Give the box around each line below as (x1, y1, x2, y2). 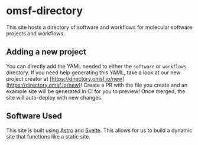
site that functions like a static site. (6, 133, 90, 140)
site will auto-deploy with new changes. (6, 94, 103, 101)
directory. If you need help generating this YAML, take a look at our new (6, 69, 181, 76)
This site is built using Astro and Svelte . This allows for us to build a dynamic (6, 127, 193, 134)
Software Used (6, 111, 62, 121)
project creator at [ (6, 75, 52, 82)
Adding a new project (6, 47, 87, 57)
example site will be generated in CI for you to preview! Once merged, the (6, 87, 186, 95)
